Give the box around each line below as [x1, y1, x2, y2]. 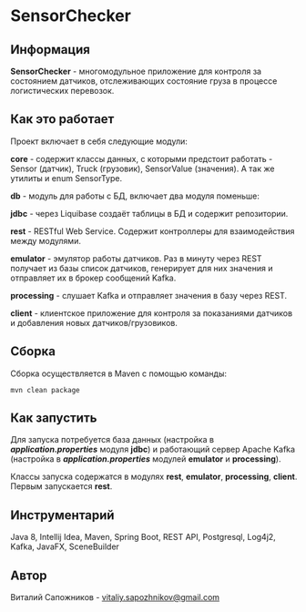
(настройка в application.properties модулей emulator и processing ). [10, 454, 281, 464]
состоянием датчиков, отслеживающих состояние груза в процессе [10, 76, 278, 87]
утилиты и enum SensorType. [10, 172, 122, 183]
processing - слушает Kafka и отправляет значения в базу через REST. [10, 290, 288, 301]
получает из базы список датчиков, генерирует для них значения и [10, 262, 273, 273]
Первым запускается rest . [10, 481, 113, 492]
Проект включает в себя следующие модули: [10, 136, 188, 147]
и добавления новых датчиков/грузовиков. [10, 317, 178, 328]
